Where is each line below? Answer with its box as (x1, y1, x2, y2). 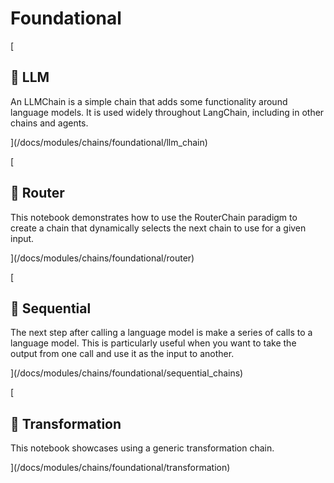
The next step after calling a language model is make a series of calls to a (10, 327, 313, 339)
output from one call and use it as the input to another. (10, 348, 235, 360)
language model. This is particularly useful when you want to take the (10, 337, 297, 349)
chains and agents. (10, 117, 89, 129)
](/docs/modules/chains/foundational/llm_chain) (10, 136, 208, 148)
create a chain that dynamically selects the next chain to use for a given (10, 222, 307, 234)
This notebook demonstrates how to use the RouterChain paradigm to (10, 211, 298, 223)
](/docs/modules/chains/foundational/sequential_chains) (10, 367, 244, 379)
